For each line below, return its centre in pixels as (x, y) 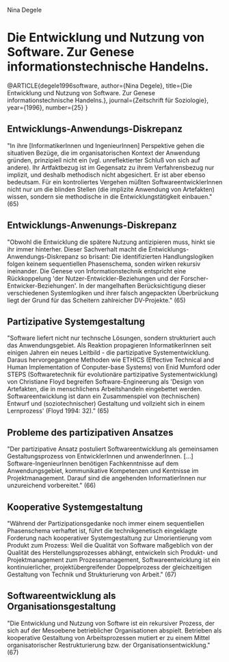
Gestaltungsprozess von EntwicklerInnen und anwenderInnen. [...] (100, 456)
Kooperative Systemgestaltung (75, 507)
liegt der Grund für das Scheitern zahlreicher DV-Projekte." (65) (96, 300)
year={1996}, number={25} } (48, 107)
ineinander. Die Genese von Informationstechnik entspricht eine (97, 271)
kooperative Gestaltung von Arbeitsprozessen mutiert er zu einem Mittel (109, 637)
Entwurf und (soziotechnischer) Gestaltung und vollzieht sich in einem (106, 404)
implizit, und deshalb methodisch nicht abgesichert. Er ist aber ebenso (106, 175)
